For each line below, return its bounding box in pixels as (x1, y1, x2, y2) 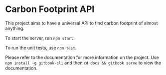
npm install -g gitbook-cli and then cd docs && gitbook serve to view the (5, 59, 162, 65)
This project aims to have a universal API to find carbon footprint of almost (5, 20, 158, 26)
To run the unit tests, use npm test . (5, 44, 77, 50)
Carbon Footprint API (5, 3, 95, 15)
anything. (5, 25, 25, 31)
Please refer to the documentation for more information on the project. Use (5, 54, 159, 60)
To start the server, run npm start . (5, 35, 75, 41)
